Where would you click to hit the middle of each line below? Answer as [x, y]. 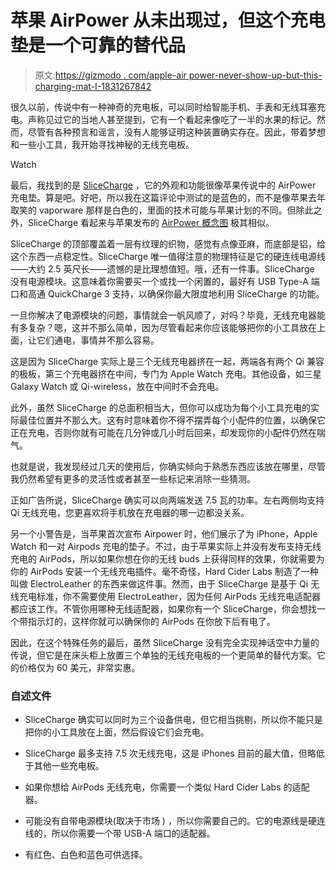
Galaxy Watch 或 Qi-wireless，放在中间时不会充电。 [117, 386]
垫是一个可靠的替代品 [98, 45]
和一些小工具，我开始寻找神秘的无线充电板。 [102, 144]
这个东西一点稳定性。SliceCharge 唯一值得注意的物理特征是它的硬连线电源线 [168, 256]
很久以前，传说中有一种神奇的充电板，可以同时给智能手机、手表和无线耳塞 [163, 107]
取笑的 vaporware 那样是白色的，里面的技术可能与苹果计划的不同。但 [153, 210]
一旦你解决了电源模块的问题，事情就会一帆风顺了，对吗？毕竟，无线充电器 [163, 315]
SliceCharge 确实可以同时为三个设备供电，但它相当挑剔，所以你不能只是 [173, 720]
